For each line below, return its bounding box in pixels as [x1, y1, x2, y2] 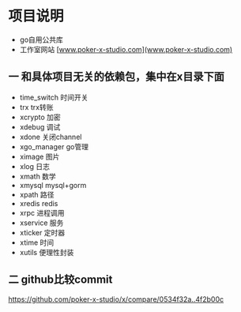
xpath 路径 [19, 190, 55, 199]
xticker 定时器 [19, 227, 66, 237]
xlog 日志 [19, 161, 50, 171]
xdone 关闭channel [19, 132, 82, 141]
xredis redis [19, 198, 58, 208]
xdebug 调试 [19, 122, 61, 131]
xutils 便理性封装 [19, 247, 74, 257]
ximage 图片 [19, 152, 60, 161]
